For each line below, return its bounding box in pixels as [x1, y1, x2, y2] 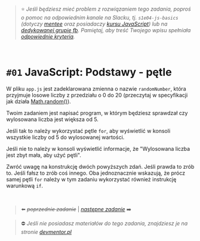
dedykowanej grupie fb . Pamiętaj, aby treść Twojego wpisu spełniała [20, 27, 191, 33]
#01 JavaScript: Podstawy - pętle [6, 66, 172, 79]
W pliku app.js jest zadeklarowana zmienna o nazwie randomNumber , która [6, 85, 186, 92]
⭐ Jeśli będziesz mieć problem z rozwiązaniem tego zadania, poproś [20, 5, 191, 13]
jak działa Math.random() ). [6, 98, 72, 105]
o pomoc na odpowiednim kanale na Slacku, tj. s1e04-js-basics [20, 14, 179, 21]
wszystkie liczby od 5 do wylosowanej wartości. [6, 134, 125, 141]
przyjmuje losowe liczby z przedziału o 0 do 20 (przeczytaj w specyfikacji [6, 91, 188, 98]
